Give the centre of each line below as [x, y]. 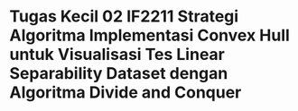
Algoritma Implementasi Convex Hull [150, 35]
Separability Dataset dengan [119, 74]
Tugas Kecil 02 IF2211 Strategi [124, 17]
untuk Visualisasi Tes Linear [117, 55]
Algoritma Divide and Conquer [126, 93]
